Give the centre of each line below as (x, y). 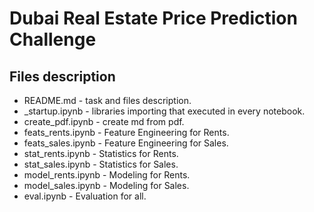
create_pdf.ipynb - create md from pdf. (104, 121)
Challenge (53, 39)
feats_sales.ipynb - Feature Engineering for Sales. (126, 143)
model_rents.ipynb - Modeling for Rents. (107, 175)
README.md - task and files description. (107, 100)
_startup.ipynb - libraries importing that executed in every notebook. (164, 111)
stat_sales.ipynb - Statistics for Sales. (101, 164)
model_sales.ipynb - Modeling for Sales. (106, 185)
